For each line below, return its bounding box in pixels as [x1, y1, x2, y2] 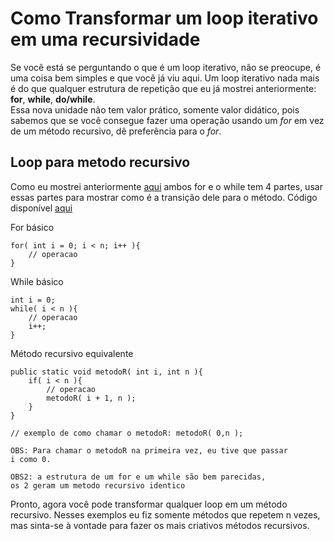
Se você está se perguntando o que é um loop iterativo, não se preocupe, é [10, 61, 322, 73]
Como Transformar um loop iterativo [10, 7, 319, 30]
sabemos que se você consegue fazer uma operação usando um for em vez [10, 114, 325, 126]
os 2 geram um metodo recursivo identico [10, 480, 186, 491]
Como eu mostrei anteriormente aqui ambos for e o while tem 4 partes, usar [10, 180, 323, 192]
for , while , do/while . [10, 93, 96, 105]
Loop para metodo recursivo [10, 154, 191, 171]
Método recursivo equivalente [10, 347, 134, 359]
